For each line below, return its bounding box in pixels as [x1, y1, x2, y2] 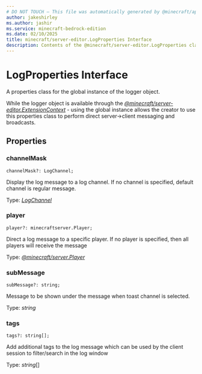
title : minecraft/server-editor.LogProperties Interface [6, 37, 152, 43]
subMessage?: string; [6, 282, 61, 288]
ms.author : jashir [6, 20, 52, 26]
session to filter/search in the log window [6, 349, 108, 357]
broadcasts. [6, 118, 36, 126]
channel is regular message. [6, 184, 76, 192]
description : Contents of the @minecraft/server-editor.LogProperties [6, 43, 187, 49]
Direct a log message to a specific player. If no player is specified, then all [6, 235, 189, 243]
